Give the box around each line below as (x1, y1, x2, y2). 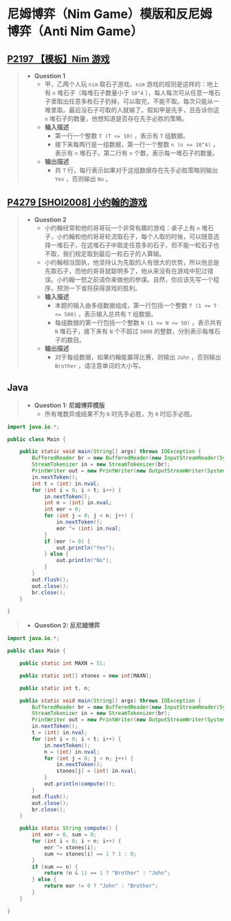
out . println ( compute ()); (43, 780, 115, 787)
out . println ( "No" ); (56, 557, 112, 564)
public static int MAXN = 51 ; (19, 660, 107, 667)
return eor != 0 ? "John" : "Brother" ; (43, 882, 158, 889)
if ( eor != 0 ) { (43, 538, 91, 545)
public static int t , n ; (19, 685, 91, 692)
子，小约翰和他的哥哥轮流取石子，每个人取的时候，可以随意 (44, 232, 214, 240)
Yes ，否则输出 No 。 (54, 175, 112, 183)
